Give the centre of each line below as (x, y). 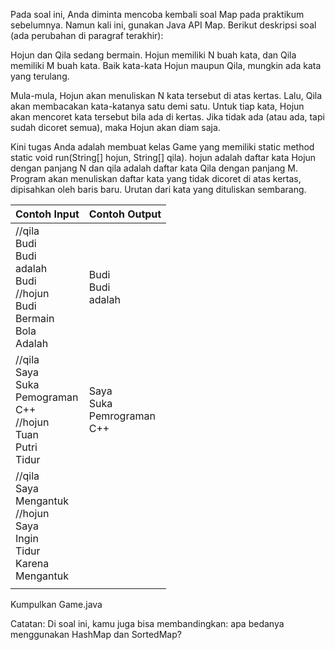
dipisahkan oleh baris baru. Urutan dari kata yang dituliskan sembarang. (158, 189)
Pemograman (47, 397)
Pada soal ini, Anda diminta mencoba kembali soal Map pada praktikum (157, 14)
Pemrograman (122, 416)
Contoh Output (125, 214)
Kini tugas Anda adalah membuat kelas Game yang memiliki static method (162, 147)
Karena (32, 563)
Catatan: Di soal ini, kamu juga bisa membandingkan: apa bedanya (147, 623)
